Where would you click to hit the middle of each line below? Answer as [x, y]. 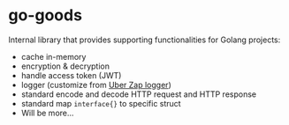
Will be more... [47, 113]
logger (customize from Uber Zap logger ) [96, 85]
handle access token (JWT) [71, 75]
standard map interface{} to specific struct [101, 103]
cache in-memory [53, 56]
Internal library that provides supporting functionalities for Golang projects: [144, 40]
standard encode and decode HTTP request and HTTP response [139, 94]
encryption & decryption [65, 66]
